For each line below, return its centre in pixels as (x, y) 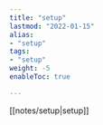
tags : (19, 52)
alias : (22, 34)
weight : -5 (30, 69)
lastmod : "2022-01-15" (52, 26)
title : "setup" (38, 18)
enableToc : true (40, 77)
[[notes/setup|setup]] (49, 111)
